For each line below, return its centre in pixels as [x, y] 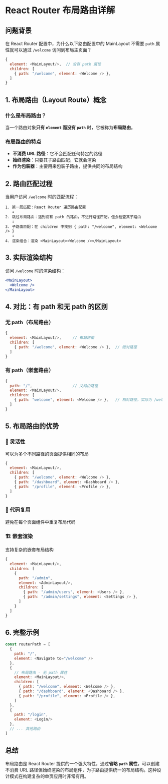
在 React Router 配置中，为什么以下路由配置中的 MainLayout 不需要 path [80, 44]
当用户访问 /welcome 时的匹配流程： [42, 197]
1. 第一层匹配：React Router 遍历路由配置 [46, 207]
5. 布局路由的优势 [32, 426]
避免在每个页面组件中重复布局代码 [40, 522]
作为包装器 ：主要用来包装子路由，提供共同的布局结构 [67, 166]
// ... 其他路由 [25, 729]
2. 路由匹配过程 [29, 184]
